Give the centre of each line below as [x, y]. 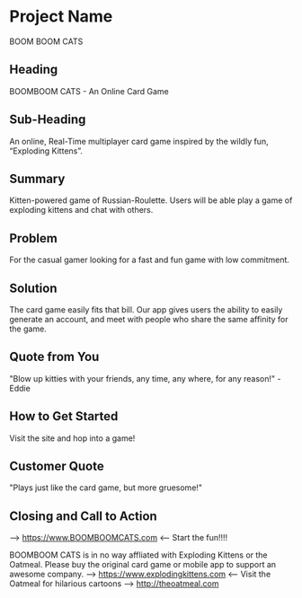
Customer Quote [57, 466]
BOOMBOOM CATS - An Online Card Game [89, 91]
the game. [28, 329]
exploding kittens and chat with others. [81, 210]
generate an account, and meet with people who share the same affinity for [149, 319]
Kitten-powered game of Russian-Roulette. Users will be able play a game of [151, 200]
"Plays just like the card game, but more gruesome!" [106, 488]
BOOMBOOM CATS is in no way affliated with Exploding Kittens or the [138, 555]
